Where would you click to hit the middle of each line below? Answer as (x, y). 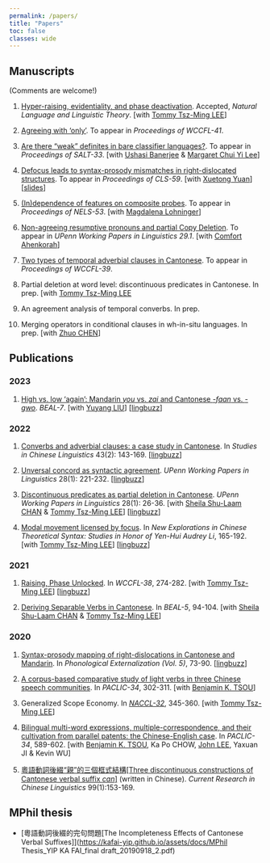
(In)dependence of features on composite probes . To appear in (125, 204)
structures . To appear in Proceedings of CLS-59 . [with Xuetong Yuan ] (137, 179)
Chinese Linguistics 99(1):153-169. (78, 787)
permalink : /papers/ (44, 16)
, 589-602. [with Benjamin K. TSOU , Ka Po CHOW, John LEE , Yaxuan (144, 744)
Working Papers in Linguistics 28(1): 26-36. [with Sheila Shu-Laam (131, 503)
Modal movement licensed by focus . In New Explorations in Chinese (134, 528)
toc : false (27, 31)
